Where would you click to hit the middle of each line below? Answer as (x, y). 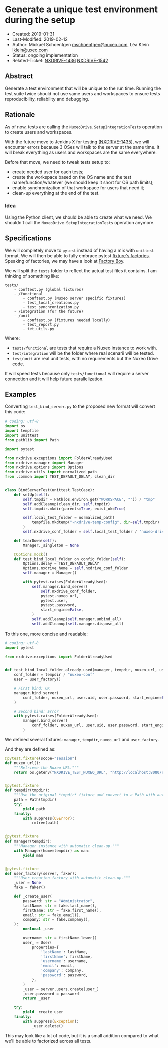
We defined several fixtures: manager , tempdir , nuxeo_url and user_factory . (82, 739)
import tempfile (22, 431)
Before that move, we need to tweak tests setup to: (58, 162)
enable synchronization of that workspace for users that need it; (78, 188)
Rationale (20, 115)
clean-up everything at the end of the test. (56, 193)
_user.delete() (48, 1026)
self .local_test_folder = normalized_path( (69, 518)
